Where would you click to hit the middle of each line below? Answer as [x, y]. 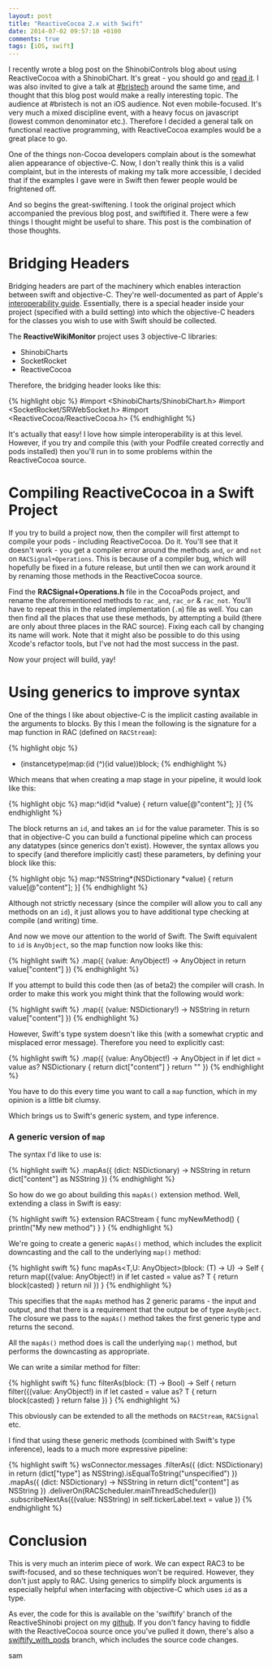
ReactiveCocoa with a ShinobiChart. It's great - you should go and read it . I [134, 78]
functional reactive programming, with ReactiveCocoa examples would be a [135, 130]
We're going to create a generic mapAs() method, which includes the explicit [135, 1244]
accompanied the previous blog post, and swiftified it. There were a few [129, 213]
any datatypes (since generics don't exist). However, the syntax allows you [134, 845]
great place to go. [38, 138]
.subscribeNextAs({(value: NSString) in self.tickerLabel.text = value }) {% [131, 1499]
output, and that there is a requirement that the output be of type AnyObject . [135, 1310]
